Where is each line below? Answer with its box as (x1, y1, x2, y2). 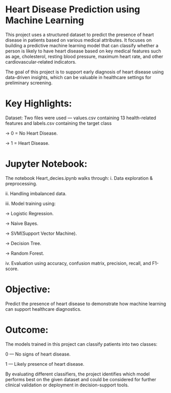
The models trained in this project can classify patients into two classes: (5, 341, 158, 347)
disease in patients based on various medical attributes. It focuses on (5, 37, 152, 43)
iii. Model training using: (5, 200, 56, 207)
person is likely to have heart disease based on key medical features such (5, 48, 161, 54)
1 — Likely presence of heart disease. (5, 361, 84, 367)
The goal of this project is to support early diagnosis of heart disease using (5, 68, 164, 75)
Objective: (5, 284, 51, 295)
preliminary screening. (5, 80, 53, 86)
